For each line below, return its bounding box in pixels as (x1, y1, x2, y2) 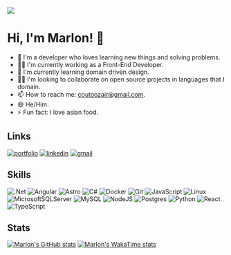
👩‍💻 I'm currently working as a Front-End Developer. (17, 60, 164, 68)
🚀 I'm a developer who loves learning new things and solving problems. (17, 53, 221, 62)
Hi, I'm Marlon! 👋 (7, 30, 104, 46)
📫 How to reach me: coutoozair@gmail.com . (17, 90, 146, 98)
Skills (7, 169, 31, 181)
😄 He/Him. (17, 100, 50, 108)
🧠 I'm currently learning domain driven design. (17, 68, 150, 76)
